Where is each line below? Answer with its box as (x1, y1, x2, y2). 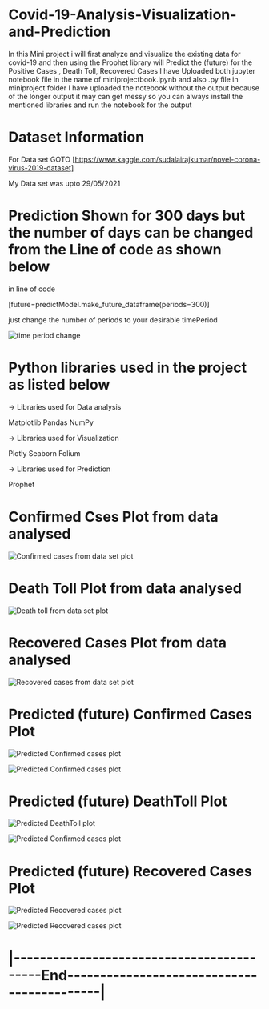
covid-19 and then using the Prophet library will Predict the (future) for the (8, 58, 253, 67)
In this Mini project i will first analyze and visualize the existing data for (8, 49, 241, 58)
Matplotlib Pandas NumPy (8, 418, 94, 427)
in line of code (8, 284, 56, 294)
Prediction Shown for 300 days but (8, 206, 246, 225)
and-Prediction (8, 22, 111, 41)
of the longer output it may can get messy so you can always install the (8, 91, 243, 101)
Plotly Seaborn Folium (8, 448, 81, 458)
